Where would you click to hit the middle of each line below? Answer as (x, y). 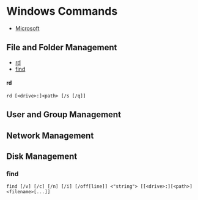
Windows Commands (62, 11)
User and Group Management (64, 115)
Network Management (50, 135)
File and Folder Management (62, 48)
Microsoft (27, 28)
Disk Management (42, 157)
